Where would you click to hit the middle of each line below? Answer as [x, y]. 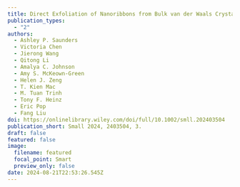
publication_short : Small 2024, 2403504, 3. [75, 126]
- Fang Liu [30, 113]
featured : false [31, 139]
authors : [20, 34]
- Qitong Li [32, 60]
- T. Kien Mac [35, 87]
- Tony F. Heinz [38, 100]
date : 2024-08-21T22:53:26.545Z [55, 172]
